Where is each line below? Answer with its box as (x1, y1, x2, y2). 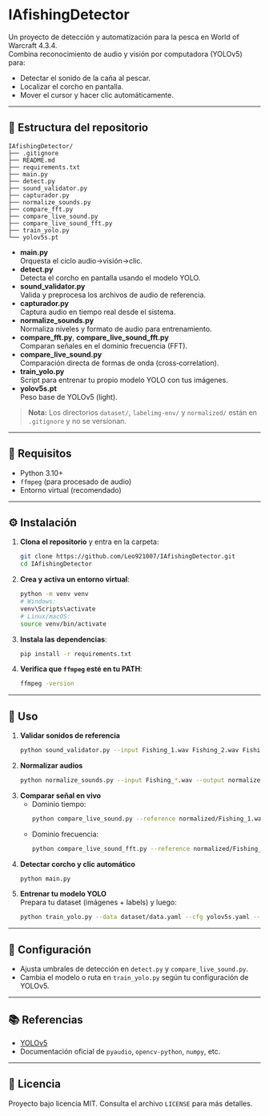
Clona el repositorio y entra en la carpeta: (19, 537, 159, 546)
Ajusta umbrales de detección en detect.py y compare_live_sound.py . (19, 964, 249, 974)
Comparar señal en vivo (19, 791, 102, 800)
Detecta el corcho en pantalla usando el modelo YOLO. (19, 272, 201, 282)
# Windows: (19, 598, 57, 606)
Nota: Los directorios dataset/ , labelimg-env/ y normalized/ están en (27, 407, 258, 417)
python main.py (19, 875, 71, 883)
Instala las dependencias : (19, 635, 107, 644)
